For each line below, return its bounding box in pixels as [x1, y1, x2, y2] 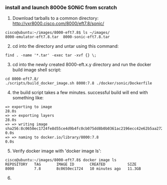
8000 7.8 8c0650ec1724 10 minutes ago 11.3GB [5, 166, 141, 172]
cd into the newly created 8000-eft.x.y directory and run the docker [12, 62, 152, 68]
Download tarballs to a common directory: [12, 15, 99, 21]
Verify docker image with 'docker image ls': [12, 148, 102, 154]
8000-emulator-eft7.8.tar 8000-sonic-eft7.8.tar [5, 34, 110, 40]
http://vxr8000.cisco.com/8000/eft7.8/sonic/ [12, 20, 104, 26]
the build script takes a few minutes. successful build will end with [12, 90, 148, 95]
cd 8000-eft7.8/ [5, 77, 39, 82]
